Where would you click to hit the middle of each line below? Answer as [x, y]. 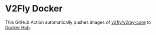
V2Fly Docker [34, 9]
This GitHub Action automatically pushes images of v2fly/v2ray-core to [78, 22]
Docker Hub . [18, 27]
